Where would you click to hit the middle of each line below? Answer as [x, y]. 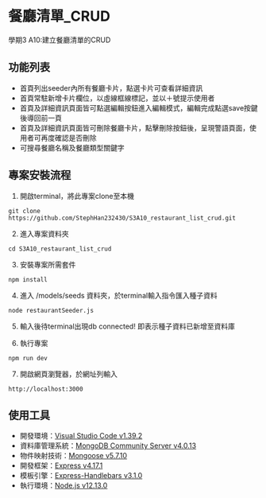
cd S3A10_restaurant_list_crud [60, 249]
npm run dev [28, 358]
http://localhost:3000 [46, 389]
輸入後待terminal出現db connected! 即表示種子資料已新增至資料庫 [127, 326]
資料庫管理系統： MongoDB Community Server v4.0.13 [108, 445]
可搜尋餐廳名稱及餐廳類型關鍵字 [72, 147]
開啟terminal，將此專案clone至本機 [77, 196]
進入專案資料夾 [44, 233]
